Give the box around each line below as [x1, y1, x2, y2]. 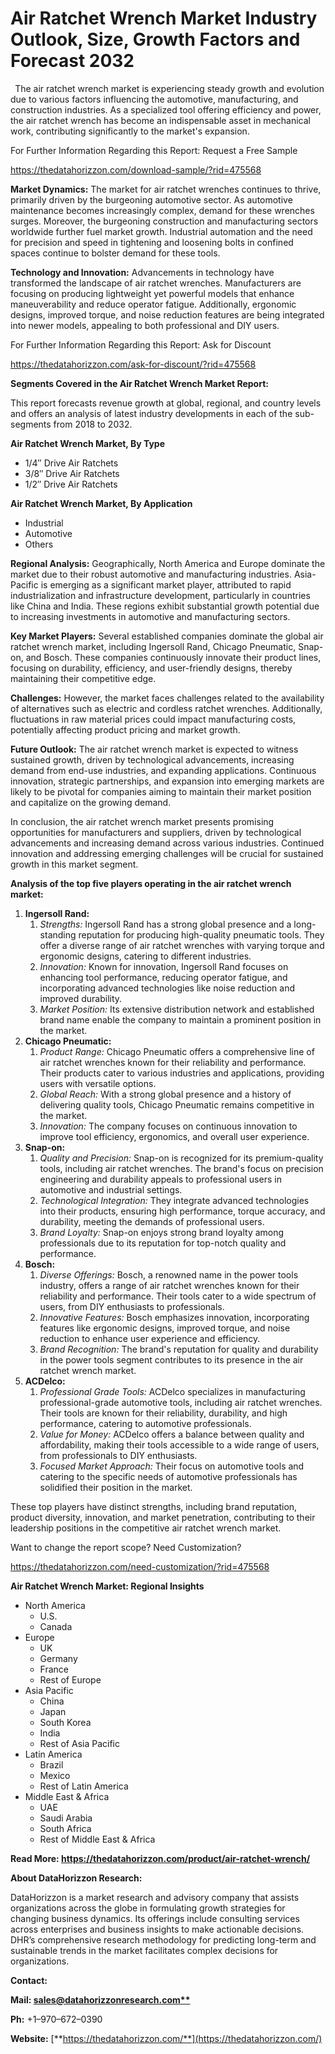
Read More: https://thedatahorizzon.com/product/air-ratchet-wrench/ [10, 1852, 311, 1864]
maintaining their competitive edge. [10, 672, 157, 684]
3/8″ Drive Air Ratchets [24, 467, 120, 479]
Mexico [39, 1769, 71, 1781]
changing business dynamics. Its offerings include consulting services [10, 1912, 300, 1924]
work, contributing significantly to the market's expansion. [10, 125, 250, 137]
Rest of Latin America [39, 1780, 129, 1792]
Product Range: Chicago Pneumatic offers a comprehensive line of [39, 1045, 315, 1057]
